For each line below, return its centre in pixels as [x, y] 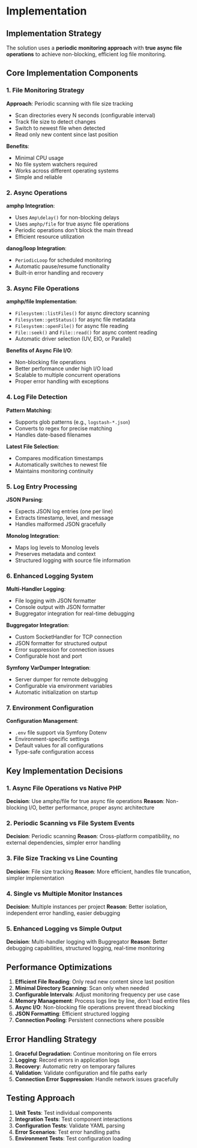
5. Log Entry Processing [42, 487]
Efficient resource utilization [50, 236]
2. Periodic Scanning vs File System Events [71, 823]
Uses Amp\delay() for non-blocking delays [67, 217]
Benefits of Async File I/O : [40, 350]
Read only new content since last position [66, 134]
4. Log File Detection [37, 397]
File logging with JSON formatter [56, 601]
